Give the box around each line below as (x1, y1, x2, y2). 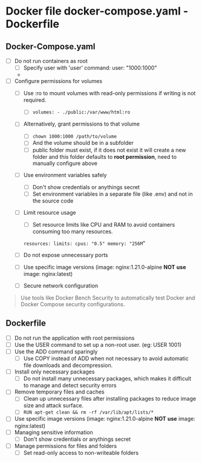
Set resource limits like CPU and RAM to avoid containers (32, 221, 175, 228)
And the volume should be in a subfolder (32, 139, 134, 147)
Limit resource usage (23, 209, 76, 216)
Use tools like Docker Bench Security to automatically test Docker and (20, 294, 195, 301)
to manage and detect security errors (23, 382, 117, 389)
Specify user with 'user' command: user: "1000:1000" (23, 64, 157, 72)
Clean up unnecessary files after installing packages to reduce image (23, 395, 197, 403)
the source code (32, 197, 74, 204)
